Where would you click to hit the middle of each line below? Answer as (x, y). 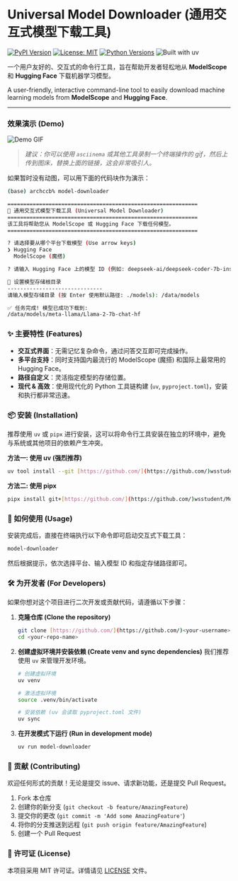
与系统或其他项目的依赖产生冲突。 (57, 442)
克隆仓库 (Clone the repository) (64, 617)
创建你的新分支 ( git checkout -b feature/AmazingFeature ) (103, 807)
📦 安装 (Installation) (43, 415)
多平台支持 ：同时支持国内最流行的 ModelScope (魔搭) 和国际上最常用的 (122, 359)
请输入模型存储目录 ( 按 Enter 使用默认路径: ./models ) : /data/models (103, 295)
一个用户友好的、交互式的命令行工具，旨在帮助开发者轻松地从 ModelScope (117, 67)
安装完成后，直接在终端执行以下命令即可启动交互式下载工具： (97, 535)
